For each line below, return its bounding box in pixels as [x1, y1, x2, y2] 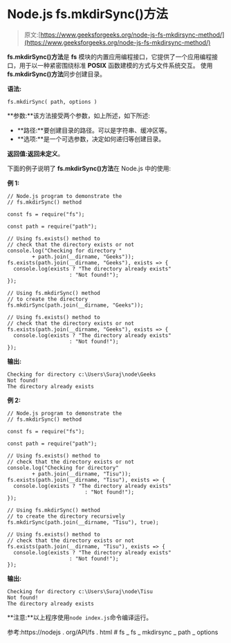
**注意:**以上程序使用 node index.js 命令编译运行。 [7, 613, 153, 622]
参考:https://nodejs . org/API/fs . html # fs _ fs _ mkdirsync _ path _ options [7, 628, 219, 636]
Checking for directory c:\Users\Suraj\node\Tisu [7, 588, 154, 595]
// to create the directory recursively [7, 513, 126, 520]
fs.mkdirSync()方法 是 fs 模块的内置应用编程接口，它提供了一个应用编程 [7, 53, 212, 61]
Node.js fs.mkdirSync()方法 [7, 6, 168, 22]
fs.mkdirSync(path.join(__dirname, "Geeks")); [7, 302, 144, 309]
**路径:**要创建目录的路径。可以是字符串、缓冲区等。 [17, 126, 171, 134]
